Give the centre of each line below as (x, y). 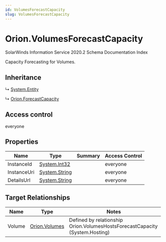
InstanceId (20, 164)
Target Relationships (38, 198)
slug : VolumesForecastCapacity (37, 14)
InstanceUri (21, 172)
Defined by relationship (96, 220)
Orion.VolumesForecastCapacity (74, 39)
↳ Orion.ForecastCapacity (32, 99)
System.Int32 (55, 164)
